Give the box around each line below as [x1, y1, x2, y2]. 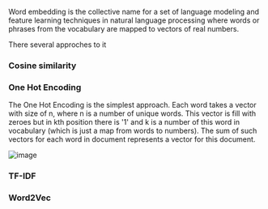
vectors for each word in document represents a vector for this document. [8, 134, 256, 144]
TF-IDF [8, 170, 36, 181]
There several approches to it [8, 40, 107, 49]
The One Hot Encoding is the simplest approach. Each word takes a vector [8, 100, 257, 110]
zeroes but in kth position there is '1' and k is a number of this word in [8, 117, 240, 127]
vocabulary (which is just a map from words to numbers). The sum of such [8, 126, 257, 136]
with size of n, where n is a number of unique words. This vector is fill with [8, 109, 257, 118]
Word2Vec [8, 192, 51, 203]
